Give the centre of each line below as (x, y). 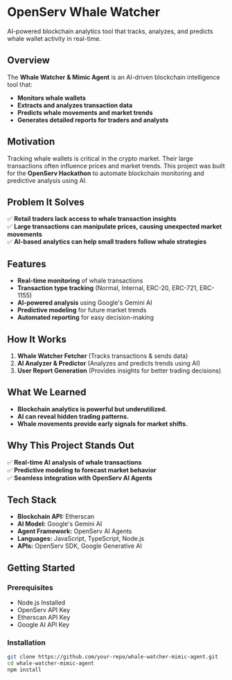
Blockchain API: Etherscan (56, 517)
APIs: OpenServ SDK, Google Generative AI (79, 546)
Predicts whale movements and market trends (85, 112)
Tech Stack (32, 500)
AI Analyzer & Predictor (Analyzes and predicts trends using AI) (109, 363)
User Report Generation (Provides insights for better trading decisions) (119, 370)
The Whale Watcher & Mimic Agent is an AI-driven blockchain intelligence (114, 77)
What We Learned (47, 392)
